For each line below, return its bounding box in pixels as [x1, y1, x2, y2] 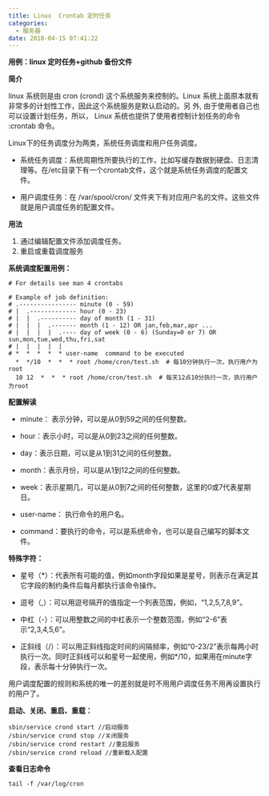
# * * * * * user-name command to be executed [8, 350, 184, 358]
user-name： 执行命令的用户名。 [19, 510, 129, 519]
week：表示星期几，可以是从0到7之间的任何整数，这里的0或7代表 [19, 483, 238, 492]
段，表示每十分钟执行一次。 [19, 662, 112, 672]
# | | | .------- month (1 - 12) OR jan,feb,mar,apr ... [8, 321, 214, 329]
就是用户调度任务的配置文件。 [19, 202, 118, 212]
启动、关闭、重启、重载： [8, 706, 93, 716]
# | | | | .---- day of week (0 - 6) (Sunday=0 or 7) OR [8, 329, 217, 337]
